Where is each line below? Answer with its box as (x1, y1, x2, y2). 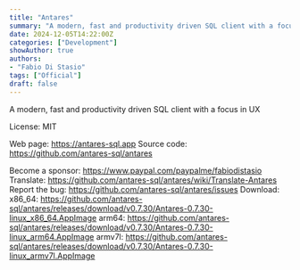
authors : (9, 54, 42, 63)
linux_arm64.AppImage (9, 231, 95, 241)
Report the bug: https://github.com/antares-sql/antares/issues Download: (9, 184, 279, 194)
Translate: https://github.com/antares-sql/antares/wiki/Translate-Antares (9, 175, 278, 185)
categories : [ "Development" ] (9, 37, 118, 47)
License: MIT (9, 121, 57, 132)
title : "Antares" (9, 12, 74, 22)
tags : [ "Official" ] (9, 71, 82, 80)
